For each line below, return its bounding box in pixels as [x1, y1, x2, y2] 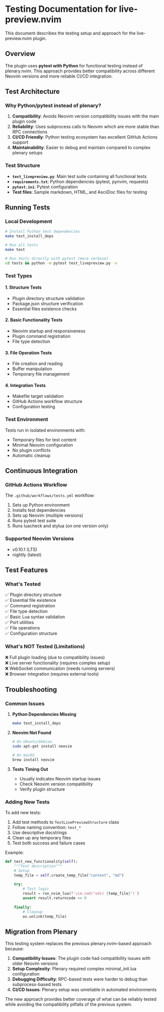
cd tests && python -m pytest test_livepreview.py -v [5, 261, 118, 266]
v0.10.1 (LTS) [12, 546, 38, 552]
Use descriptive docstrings [12, 830, 67, 835]
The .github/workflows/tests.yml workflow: [5, 493, 95, 499]
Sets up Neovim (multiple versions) [12, 512, 83, 518]
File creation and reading [12, 360, 63, 367]
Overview [5, 50, 36, 58]
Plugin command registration [12, 333, 71, 339]
